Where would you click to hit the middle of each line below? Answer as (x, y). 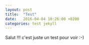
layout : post (19, 10)
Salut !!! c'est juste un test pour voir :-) (45, 38)
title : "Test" (21, 14)
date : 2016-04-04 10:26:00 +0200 (42, 19)
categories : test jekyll (31, 23)
